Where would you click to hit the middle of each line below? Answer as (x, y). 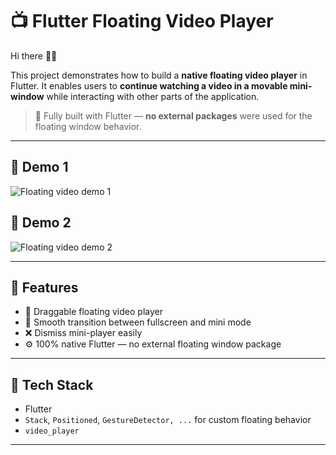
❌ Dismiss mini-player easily (83, 333)
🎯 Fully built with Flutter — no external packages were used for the (173, 115)
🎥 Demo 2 (41, 223)
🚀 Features (44, 287)
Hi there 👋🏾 (34, 55)
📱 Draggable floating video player (93, 312)
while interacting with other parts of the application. (153, 96)
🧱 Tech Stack (52, 384)
